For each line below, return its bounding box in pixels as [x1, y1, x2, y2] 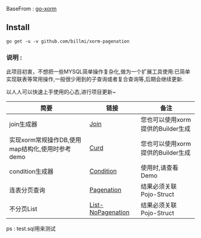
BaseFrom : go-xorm [6, 5, 57, 12]
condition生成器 [9, 167, 54, 176]
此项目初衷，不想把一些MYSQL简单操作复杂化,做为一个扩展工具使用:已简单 [6, 68, 190, 76]
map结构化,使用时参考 [9, 145, 72, 153]
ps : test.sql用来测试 [6, 225, 56, 233]
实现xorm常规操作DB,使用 [9, 136, 82, 144]
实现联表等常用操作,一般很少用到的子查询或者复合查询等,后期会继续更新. [6, 76, 184, 83]
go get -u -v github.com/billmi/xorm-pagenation [6, 38, 130, 44]
